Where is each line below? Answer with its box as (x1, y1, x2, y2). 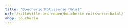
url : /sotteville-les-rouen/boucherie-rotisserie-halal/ (5, 11, 124, 16)
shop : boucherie (5, 16, 38, 20)
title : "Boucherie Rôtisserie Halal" (5, 7, 82, 12)
